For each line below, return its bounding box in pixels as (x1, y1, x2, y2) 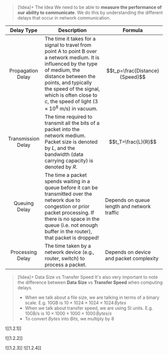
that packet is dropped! (44, 234, 99, 241)
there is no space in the (44, 216, 100, 223)
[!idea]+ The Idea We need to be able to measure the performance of (17, 5, 162, 10)
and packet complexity (104, 255, 159, 262)
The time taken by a (44, 243, 91, 250)
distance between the (44, 73, 96, 80)
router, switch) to (44, 255, 85, 262)
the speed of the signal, (44, 85, 100, 92)
